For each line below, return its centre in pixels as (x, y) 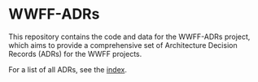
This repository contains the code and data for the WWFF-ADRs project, (129, 37)
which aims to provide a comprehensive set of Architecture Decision (123, 45)
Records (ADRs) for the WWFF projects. (75, 54)
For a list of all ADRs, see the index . (68, 69)
